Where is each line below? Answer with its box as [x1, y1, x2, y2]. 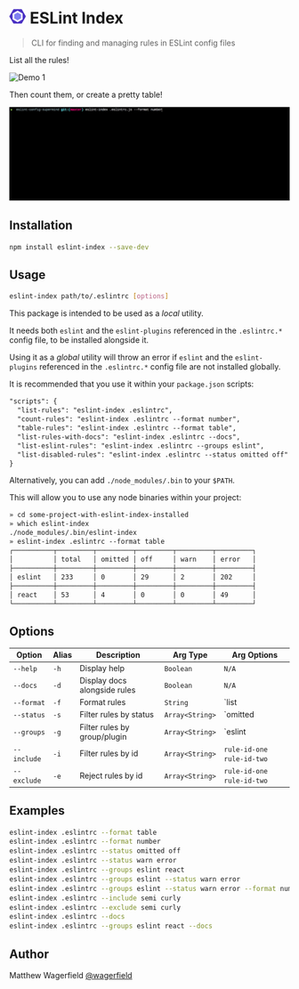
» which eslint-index [9, 520, 90, 529]
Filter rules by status [79, 709, 154, 720]
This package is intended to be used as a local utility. [9, 308, 204, 319]
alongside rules [79, 685, 136, 695]
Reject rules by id [79, 770, 143, 781]
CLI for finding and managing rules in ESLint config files [30, 37, 236, 48]
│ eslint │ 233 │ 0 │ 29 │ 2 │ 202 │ [9, 573, 256, 582]
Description [96, 650, 141, 661]
